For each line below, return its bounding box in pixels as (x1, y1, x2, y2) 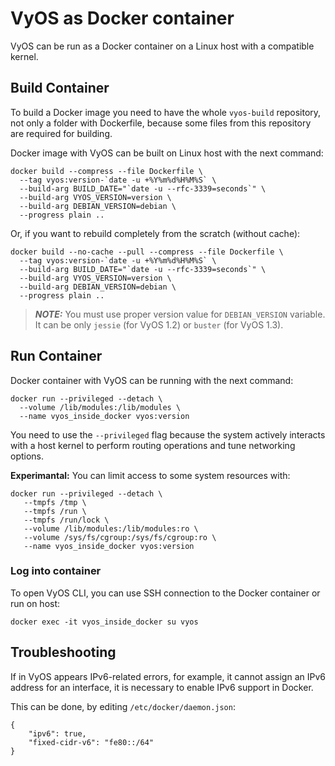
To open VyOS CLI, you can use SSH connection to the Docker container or (10, 587, 321, 599)
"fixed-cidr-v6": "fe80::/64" (28, 737, 155, 747)
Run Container (10, 348, 103, 365)
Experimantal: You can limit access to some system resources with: (10, 469, 291, 481)
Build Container (10, 80, 110, 97)
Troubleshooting (10, 644, 117, 661)
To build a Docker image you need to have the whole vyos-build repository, (10, 106, 322, 118)
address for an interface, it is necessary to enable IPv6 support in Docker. (10, 681, 314, 693)
